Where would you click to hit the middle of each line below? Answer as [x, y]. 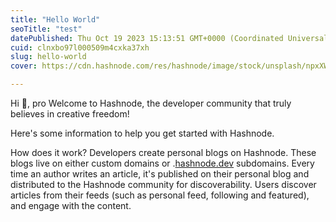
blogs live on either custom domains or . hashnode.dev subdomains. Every [162, 163]
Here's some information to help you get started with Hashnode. [142, 133]
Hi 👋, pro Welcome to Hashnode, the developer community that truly [151, 103]
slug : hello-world [48, 57]
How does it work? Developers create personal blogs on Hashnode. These [163, 152]
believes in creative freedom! [70, 114]
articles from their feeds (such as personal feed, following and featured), [160, 195]
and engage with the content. [71, 205]
